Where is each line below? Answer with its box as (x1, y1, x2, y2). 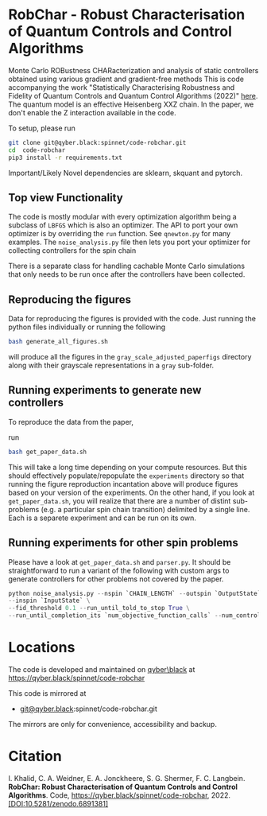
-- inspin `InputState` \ (8, 596, 91, 605)
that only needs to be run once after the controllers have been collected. (8, 270, 246, 279)
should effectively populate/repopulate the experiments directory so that (8, 471, 245, 480)
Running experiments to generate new (8, 383, 202, 397)
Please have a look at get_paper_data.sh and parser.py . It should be (8, 557, 231, 566)
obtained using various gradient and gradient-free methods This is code (8, 74, 245, 84)
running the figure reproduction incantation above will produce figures (8, 479, 238, 488)
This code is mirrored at (8, 689, 87, 697)
